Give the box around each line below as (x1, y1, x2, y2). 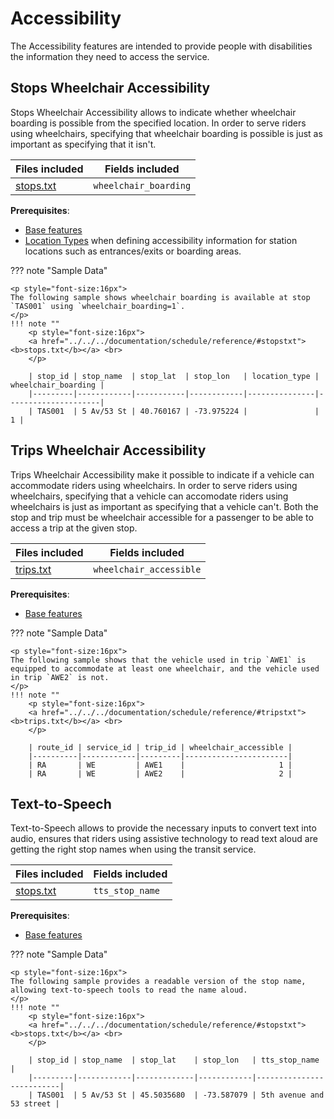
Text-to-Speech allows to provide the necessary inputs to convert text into (10, 822, 317, 834)
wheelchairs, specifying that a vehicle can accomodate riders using (10, 490, 289, 502)
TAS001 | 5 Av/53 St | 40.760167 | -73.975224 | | (36, 406, 320, 416)
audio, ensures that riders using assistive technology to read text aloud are (10, 833, 318, 845)
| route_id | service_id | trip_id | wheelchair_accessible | (28, 742, 293, 752)
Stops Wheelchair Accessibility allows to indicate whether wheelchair (10, 106, 297, 118)
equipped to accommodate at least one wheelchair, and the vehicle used (10, 663, 320, 674)
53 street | (10, 1099, 60, 1109)
